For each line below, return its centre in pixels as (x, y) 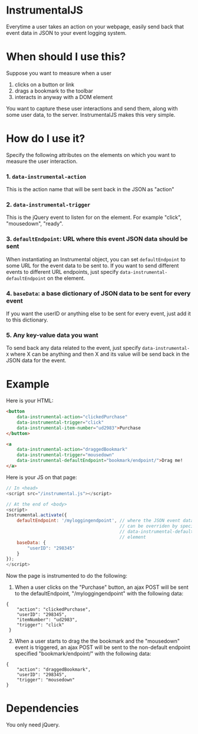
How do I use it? (46, 139)
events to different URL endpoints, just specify (62, 271)
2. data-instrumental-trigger (48, 205)
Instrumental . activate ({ (37, 515)
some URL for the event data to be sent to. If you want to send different (93, 266)
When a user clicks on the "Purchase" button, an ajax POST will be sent (101, 587)
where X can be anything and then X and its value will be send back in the (100, 354)
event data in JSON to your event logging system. (66, 32)
